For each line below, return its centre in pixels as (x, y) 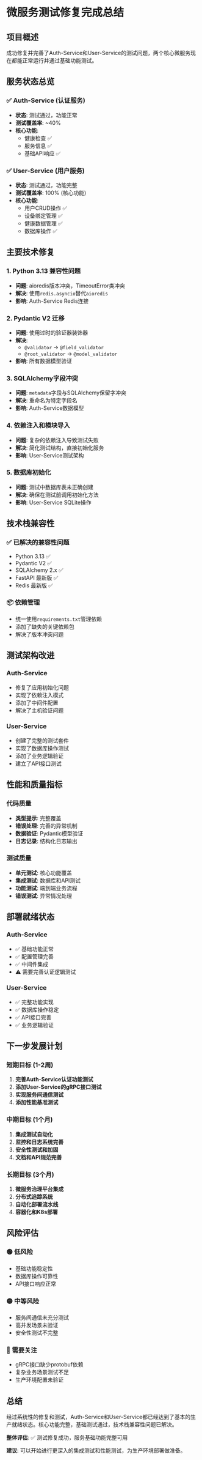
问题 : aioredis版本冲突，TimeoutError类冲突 (70, 286)
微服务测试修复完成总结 (65, 13)
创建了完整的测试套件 (42, 740)
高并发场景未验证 (37, 1325)
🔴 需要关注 (22, 1350)
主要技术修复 (31, 252)
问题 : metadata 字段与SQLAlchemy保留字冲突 (71, 393)
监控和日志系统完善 (39, 1142)
